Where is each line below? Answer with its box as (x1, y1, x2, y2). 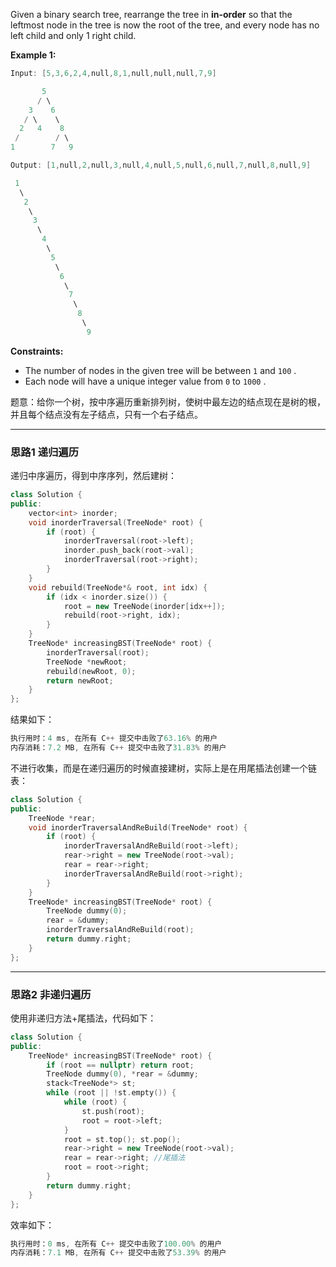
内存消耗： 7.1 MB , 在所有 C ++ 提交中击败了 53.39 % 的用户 (10, 1248, 227, 1258)
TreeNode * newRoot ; (46, 657, 128, 667)
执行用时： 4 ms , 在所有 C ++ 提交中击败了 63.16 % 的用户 (10, 734, 218, 744)
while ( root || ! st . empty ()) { (46, 1088, 177, 1098)
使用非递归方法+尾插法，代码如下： (10, 1012, 157, 1024)
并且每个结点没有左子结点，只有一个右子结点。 (10, 408, 203, 420)
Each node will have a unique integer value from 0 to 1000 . (24, 375, 267, 387)
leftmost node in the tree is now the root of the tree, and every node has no (10, 19, 320, 31)
